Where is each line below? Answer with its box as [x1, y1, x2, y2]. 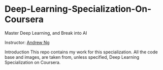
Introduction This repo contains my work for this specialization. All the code [4, 49, 158, 55]
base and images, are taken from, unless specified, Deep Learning [4, 54, 140, 60]
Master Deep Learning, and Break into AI [4, 30, 87, 36]
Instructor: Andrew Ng [4, 39, 50, 45]
